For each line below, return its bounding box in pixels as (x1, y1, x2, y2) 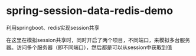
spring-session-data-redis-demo (6, 4, 173, 17)
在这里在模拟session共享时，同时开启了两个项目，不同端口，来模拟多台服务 (6, 36, 191, 43)
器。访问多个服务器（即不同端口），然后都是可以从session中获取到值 (6, 44, 172, 51)
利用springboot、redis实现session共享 (6, 24, 100, 31)
